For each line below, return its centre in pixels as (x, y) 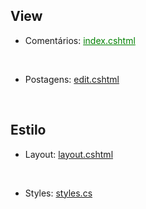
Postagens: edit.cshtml (72, 79)
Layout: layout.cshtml (69, 154)
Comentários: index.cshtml (80, 40)
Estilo (28, 130)
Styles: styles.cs (58, 193)
